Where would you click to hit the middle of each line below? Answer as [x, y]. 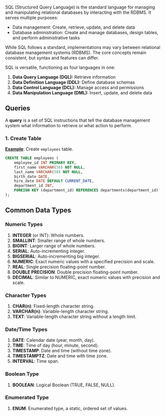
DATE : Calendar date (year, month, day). [54, 340]
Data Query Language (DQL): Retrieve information [64, 77]
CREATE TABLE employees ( [32, 158]
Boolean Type [22, 374]
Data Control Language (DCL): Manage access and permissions [78, 88]
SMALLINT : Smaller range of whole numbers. [59, 240]
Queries [18, 108]
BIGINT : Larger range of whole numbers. [54, 246]
